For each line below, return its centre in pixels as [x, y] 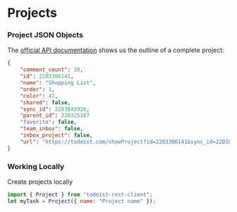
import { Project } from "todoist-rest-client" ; [80, 195]
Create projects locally [40, 182]
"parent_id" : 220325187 [55, 116]
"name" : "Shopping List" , [58, 83]
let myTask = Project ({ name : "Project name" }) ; [82, 201]
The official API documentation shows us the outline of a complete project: [116, 50]
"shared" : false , [45, 102]
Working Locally [36, 166]
